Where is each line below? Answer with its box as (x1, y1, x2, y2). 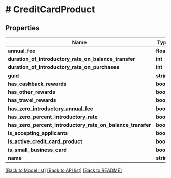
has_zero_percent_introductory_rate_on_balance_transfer (8, 122, 151, 128)
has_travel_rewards (8, 97, 57, 103)
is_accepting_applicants (8, 130, 68, 136)
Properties (5, 24, 40, 32)
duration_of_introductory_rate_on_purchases (8, 64, 120, 70)
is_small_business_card (8, 146, 67, 153)
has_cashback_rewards (8, 80, 67, 87)
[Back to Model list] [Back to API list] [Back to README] (5, 167, 122, 173)
